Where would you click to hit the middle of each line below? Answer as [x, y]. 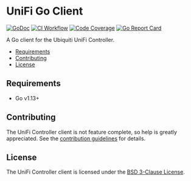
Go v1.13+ [27, 98]
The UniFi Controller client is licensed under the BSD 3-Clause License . [96, 172]
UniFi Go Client [45, 11]
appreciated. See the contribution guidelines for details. [76, 138]
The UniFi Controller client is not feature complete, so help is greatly [92, 132]
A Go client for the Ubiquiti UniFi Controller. [60, 39]
